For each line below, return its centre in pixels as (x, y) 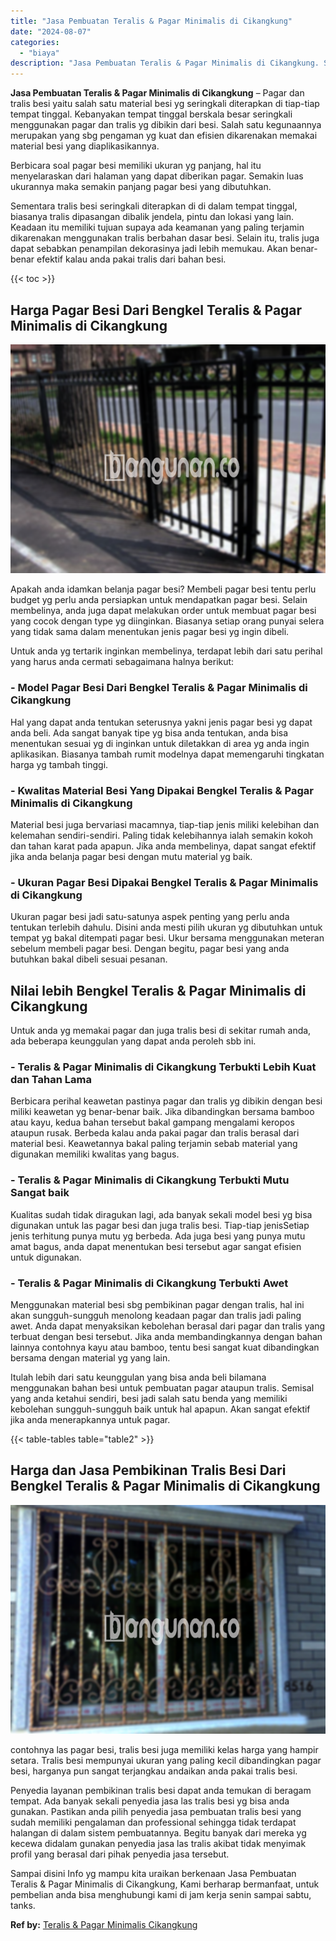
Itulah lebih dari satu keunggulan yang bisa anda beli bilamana (138, 1377)
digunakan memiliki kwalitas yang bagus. (95, 1154)
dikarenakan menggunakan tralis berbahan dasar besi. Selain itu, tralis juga (165, 238)
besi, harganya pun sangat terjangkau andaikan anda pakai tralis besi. (154, 1771)
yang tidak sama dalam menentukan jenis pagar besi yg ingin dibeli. (150, 632)
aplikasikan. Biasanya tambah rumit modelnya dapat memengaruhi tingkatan (167, 754)
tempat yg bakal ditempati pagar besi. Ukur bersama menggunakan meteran (167, 938)
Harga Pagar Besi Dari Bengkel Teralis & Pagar (156, 310)
